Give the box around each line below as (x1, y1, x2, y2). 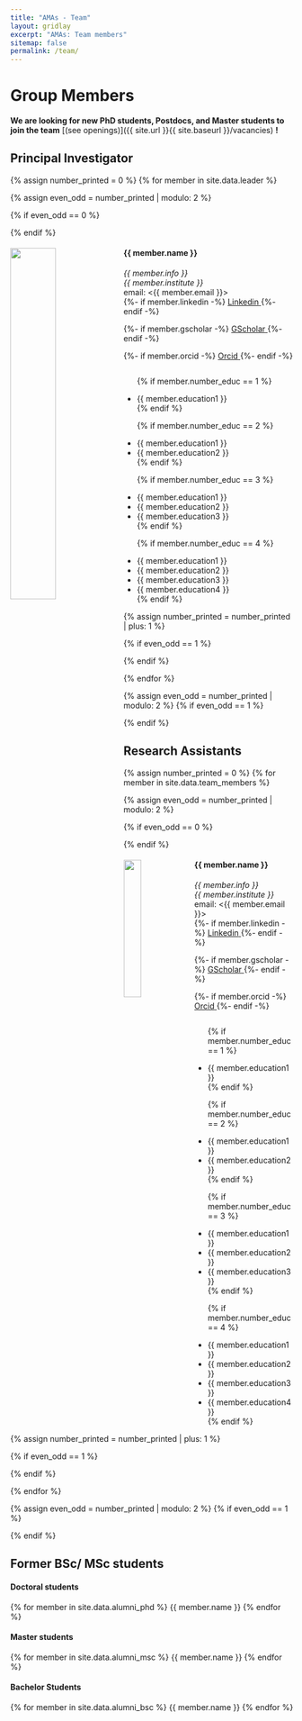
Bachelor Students (10, 1681, 82, 1693)
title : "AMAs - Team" (10, 13, 92, 23)
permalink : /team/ (10, 47, 79, 56)
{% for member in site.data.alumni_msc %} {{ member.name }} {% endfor (10, 1652, 282, 1662)
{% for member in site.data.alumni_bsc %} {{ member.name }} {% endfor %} (10, 1702, 294, 1713)
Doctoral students (10, 1581, 79, 1592)
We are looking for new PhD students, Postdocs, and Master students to (10, 115, 285, 126)
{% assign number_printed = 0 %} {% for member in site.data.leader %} (10, 175, 278, 186)
